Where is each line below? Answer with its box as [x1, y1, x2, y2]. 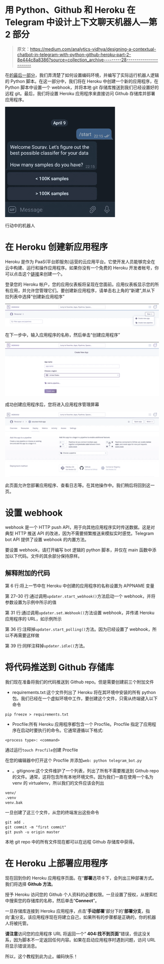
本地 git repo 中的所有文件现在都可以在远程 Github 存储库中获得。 [5, 839, 137, 845]
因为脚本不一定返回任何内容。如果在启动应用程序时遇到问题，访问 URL [13, 937, 156, 943]
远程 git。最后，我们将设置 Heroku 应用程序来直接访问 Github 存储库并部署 [5, 90, 155, 96]
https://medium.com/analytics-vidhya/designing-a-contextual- [30, 46, 156, 52]
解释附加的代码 [5, 569, 50, 577]
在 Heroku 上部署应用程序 [5, 858, 108, 869]
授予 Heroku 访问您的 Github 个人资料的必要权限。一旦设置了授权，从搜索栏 [5, 891, 158, 897]
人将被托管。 [5, 920, 31, 926]
